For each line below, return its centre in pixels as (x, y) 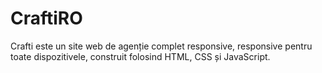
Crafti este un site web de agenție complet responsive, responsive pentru (161, 46)
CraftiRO (46, 18)
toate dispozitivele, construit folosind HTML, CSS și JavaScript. (140, 56)
